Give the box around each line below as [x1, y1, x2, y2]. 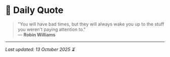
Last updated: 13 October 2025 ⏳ [5, 46, 75, 52]
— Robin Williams [17, 31, 56, 37]
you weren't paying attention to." [17, 26, 86, 32]
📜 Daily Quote [5, 4, 64, 16]
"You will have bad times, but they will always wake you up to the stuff [17, 21, 164, 27]
